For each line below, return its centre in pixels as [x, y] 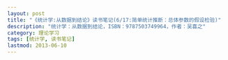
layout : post [26, 13]
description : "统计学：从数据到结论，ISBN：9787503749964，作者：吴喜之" [107, 26]
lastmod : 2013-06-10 [37, 46]
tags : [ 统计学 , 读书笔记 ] [41, 39]
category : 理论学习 [33, 33]
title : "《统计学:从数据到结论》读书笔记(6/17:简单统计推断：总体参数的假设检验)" [114, 20]
